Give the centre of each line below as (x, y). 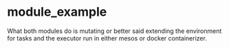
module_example (57, 12)
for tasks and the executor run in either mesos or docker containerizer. (107, 38)
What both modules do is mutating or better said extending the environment (115, 31)
